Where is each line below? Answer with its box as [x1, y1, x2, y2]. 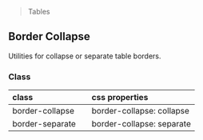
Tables [27, 7, 50, 16]
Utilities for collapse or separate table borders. [8, 51, 161, 61]
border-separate [12, 118, 76, 130]
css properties [91, 92, 149, 103]
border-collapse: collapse [91, 106, 190, 117]
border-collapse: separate [91, 118, 192, 130]
